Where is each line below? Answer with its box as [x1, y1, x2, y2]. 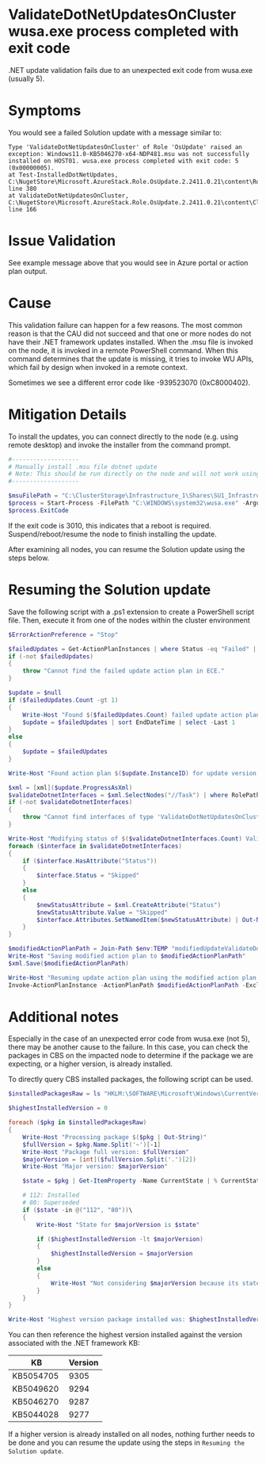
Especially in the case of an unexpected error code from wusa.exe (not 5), [8, 1034, 251, 1043]
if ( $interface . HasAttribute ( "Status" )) [22, 857, 158, 865]
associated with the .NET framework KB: [8, 1339, 140, 1348]
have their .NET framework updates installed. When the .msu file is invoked [8, 337, 253, 346]
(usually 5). [8, 74, 45, 83]
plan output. [8, 266, 47, 276]
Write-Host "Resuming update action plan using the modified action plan [8, 973, 257, 981]
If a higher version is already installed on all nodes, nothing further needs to [8, 1430, 255, 1439]
